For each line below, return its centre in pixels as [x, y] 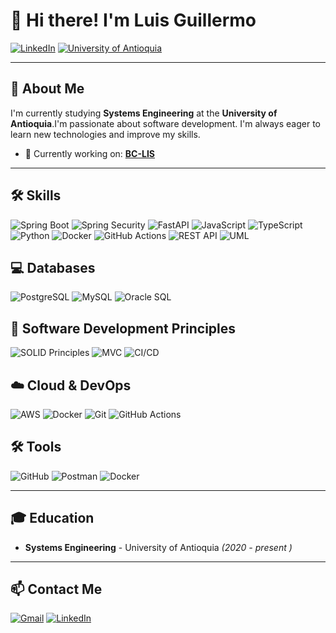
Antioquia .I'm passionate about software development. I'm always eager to [165, 123]
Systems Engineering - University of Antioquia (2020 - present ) [158, 547]
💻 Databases [53, 267]
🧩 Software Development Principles [123, 328]
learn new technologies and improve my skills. [105, 134]
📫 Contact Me [56, 589]
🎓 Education [52, 518]
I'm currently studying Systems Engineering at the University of [144, 113]
